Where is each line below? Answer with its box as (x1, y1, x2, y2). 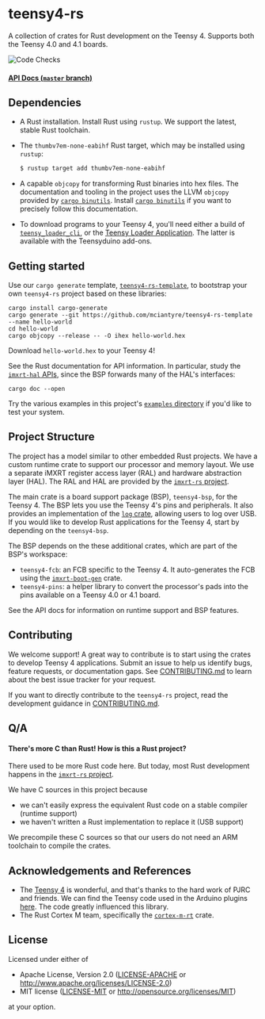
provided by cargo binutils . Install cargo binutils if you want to (19, 196, 232, 205)
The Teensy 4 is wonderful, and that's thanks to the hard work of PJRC (19, 885, 251, 894)
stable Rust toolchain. (19, 125, 91, 135)
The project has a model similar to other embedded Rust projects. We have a (8, 451, 258, 461)
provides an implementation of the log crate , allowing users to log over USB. (8, 508, 257, 518)
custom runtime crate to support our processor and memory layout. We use (8, 459, 255, 469)
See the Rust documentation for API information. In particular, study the (8, 362, 241, 371)
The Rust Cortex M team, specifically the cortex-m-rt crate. (19, 910, 214, 920)
